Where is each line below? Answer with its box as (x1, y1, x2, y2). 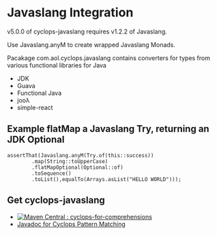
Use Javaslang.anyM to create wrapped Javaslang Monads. (7, 40, 176, 49)
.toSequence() (31, 169, 72, 177)
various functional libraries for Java (7, 61, 107, 69)
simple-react (16, 103, 53, 111)
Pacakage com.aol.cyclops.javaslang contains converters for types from (7, 53, 210, 62)
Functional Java (16, 89, 62, 97)
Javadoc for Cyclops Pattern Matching (16, 220, 126, 228)
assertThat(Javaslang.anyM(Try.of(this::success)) (7, 152, 154, 158)
